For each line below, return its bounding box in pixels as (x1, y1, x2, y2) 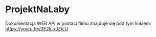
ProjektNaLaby (5, 4, 70, 15)
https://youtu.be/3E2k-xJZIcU (5, 25, 68, 31)
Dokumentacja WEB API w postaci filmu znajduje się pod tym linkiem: (5, 20, 151, 26)
